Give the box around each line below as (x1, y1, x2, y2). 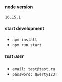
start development (5, 25, 45, 31)
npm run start (12, 43, 42, 48)
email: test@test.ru (12, 67, 55, 72)
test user (5, 53, 24, 59)
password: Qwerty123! (12, 72, 57, 77)
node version (5, 4, 33, 10)
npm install (12, 37, 37, 42)
